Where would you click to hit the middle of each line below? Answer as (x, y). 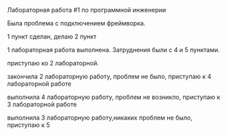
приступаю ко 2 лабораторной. (53, 63)
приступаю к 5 (29, 125)
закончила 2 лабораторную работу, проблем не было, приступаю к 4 (109, 76)
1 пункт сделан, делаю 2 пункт (52, 36)
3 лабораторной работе (42, 104)
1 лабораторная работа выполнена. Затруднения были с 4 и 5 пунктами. (113, 50)
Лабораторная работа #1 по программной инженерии (87, 10)
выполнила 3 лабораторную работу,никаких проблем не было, (100, 117)
